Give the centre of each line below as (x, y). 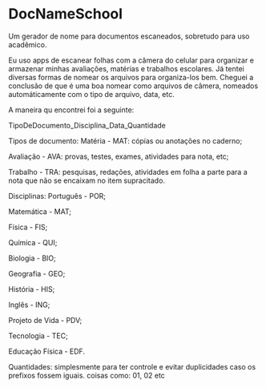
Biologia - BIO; (32, 258)
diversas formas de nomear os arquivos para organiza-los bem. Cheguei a (131, 77)
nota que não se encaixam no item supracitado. (87, 180)
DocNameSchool (65, 14)
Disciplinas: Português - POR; (57, 196)
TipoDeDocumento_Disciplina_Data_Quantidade (87, 125)
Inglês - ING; (29, 305)
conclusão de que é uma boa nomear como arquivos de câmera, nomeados (133, 86)
